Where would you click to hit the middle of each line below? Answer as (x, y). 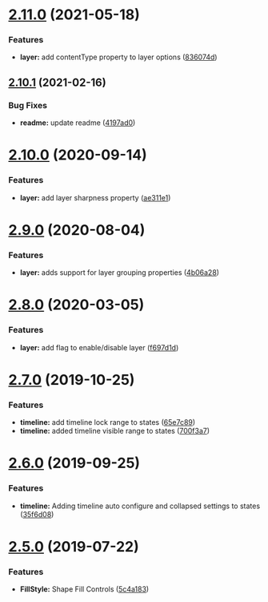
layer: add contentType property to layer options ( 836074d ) (118, 57)
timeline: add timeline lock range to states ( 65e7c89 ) (108, 422)
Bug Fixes (28, 105)
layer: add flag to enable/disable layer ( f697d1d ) (99, 347)
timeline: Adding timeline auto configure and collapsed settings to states (140, 506)
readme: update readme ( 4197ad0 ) (78, 123)
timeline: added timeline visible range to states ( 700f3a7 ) (115, 431)
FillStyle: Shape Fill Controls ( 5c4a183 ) (84, 589)
